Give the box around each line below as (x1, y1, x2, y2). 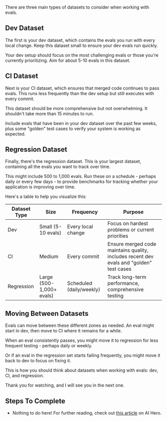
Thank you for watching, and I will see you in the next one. (5, 382, 125, 388)
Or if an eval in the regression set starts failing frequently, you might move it (5, 352, 161, 358)
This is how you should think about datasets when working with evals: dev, (5, 367, 158, 373)
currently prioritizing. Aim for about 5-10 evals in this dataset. (5, 57, 131, 63)
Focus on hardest (107, 220, 148, 227)
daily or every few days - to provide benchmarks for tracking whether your (5, 179, 158, 185)
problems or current (107, 226, 154, 233)
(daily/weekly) (67, 286, 100, 293)
